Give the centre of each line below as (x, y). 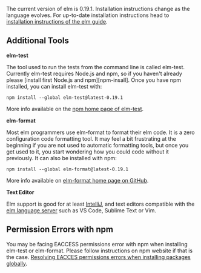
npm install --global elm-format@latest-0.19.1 (68, 169)
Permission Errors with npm (60, 230)
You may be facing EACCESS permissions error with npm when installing (97, 244)
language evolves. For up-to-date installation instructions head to (88, 15)
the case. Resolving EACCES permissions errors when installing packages (98, 257)
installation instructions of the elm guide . (57, 22)
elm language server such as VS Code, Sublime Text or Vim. (81, 210)
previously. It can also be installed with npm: (61, 158)
